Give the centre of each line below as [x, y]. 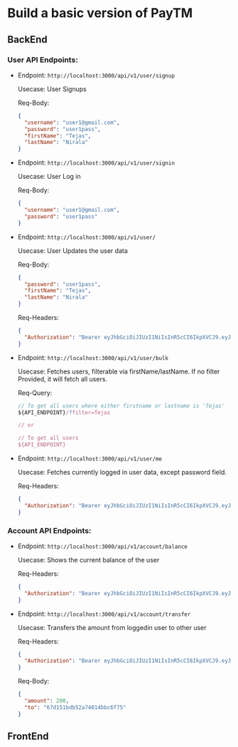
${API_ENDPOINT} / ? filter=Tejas [64, 412]
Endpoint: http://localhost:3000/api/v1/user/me [90, 458]
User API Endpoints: [43, 60]
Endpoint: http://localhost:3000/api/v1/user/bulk [93, 357]
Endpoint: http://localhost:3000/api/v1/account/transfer [104, 614]
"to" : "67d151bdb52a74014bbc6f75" [75, 707]
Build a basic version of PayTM [100, 13]
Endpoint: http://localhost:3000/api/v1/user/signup [96, 75]
